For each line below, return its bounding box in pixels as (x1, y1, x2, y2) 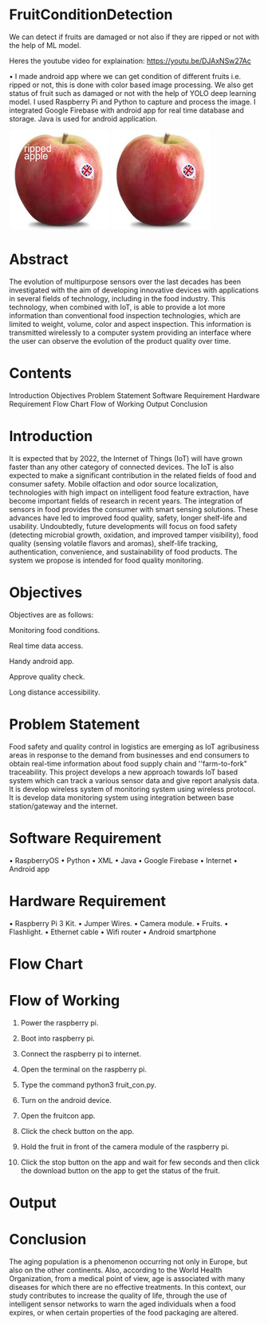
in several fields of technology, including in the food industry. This (9, 293, 226, 303)
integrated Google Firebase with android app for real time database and (9, 105, 244, 115)
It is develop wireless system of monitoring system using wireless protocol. (9, 784, 256, 794)
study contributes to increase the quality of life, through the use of (9, 1291, 227, 1300)
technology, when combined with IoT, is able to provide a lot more (9, 302, 226, 312)
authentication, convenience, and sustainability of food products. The (9, 547, 238, 556)
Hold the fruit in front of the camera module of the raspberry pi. (20, 1141, 230, 1152)
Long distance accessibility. (9, 687, 100, 697)
